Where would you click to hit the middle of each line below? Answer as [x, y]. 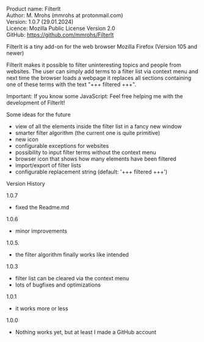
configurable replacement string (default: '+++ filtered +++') [91, 172]
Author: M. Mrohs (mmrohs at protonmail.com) [65, 15]
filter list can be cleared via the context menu [72, 278]
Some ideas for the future [39, 115]
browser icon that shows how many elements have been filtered [96, 159]
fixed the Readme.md [42, 207]
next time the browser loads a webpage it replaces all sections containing [99, 78]
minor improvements [41, 231]
